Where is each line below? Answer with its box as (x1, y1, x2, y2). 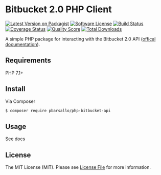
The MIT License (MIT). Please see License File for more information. (5, 164, 151, 170)
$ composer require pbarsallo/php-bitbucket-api (5, 108, 111, 113)
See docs (5, 136, 26, 142)
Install (5, 84, 26, 93)
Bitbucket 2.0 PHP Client (5, 4, 112, 15)
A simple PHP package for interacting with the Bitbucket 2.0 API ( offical (5, 36, 156, 42)
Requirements (5, 56, 51, 65)
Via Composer (5, 98, 36, 104)
